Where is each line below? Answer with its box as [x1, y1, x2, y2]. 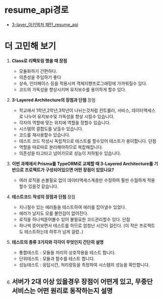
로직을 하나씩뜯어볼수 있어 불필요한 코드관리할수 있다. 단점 [19, 216, 131, 222]
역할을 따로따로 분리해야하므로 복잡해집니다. [19, 144, 103, 150]
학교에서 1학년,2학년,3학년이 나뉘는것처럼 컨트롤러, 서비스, [19, 107, 131, 113]
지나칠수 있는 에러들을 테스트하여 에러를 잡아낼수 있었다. [19, 204, 127, 210]
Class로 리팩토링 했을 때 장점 [11, 57, 67, 64]
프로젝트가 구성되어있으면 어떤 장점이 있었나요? [24, 167, 115, 173]
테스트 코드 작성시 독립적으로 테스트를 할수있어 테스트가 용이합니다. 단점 [19, 138, 157, 144]
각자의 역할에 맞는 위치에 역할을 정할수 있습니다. [19, 120, 111, 125]
